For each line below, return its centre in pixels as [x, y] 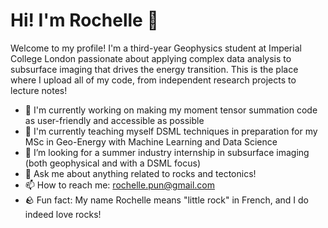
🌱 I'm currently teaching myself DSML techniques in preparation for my [171, 131]
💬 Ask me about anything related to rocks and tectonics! [140, 173]
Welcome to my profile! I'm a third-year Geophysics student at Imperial [156, 48]
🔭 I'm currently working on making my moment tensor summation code [171, 110]
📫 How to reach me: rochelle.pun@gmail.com [120, 185]
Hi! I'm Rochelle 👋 [84, 20]
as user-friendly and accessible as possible [114, 120]
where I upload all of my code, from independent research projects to [153, 80]
